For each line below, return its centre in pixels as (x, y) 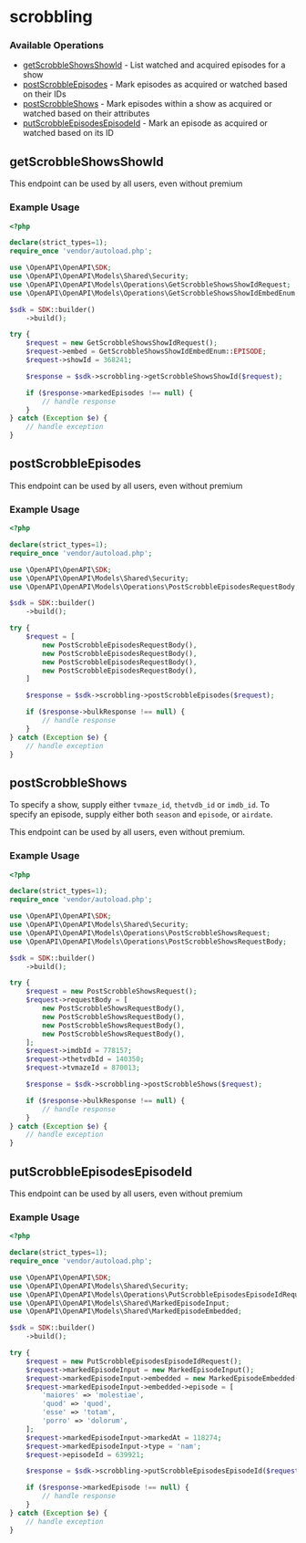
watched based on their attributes (86, 114)
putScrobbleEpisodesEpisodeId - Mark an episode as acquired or (145, 123)
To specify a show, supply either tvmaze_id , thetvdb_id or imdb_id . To (140, 805)
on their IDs (44, 94)
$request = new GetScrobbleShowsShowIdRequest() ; (122, 343)
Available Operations (57, 46)
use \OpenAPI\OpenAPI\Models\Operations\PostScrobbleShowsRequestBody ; (148, 942)
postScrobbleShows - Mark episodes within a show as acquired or (147, 104)
